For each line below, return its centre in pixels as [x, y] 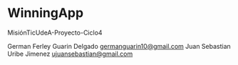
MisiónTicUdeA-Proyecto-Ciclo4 [55, 32]
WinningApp [46, 13]
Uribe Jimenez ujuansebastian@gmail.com [70, 54]
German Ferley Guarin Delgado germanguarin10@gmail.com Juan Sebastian [119, 46]
